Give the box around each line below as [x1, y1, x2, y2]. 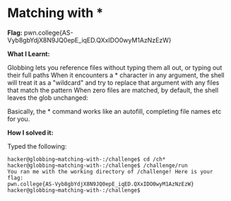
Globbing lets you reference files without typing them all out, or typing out [7, 63, 223, 71]
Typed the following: [7, 142, 67, 150]
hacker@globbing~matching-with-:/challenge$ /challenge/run [7, 161, 189, 169]
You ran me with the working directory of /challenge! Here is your [7, 168, 213, 175]
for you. [7, 115, 30, 123]
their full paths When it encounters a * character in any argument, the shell [7, 71, 225, 79]
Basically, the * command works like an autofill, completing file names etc [7, 107, 222, 115]
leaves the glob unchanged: [7, 93, 88, 102]
